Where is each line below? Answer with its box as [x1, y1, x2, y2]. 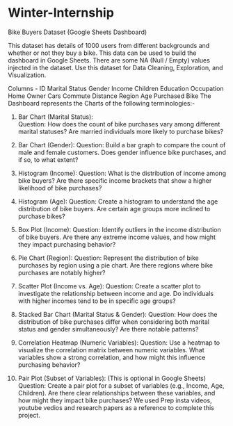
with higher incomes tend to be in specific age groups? [17, 297, 176, 305]
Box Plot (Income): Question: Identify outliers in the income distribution [17, 225, 221, 234]
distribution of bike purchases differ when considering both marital [17, 318, 210, 326]
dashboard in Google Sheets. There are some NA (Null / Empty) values [8, 56, 211, 64]
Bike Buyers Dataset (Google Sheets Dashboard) [8, 28, 147, 36]
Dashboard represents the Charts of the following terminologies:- [8, 99, 195, 107]
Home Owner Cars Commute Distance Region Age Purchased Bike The [8, 92, 211, 100]
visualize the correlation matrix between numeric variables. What [17, 345, 204, 354]
